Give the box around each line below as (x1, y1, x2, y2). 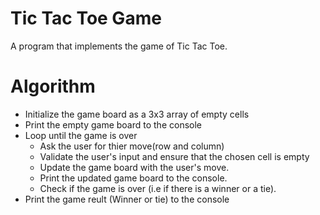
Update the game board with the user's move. (39, 161, 230, 173)
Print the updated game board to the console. (39, 172, 228, 184)
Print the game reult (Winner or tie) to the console (24, 193, 230, 205)
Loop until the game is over (24, 129, 138, 141)
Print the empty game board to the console (24, 118, 202, 131)
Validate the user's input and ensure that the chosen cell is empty (39, 150, 310, 162)
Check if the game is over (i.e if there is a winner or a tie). (39, 182, 277, 194)
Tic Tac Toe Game (10, 7, 162, 30)
